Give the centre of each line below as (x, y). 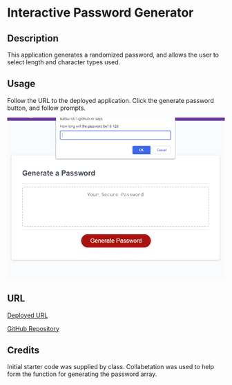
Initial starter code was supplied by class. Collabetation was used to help (111, 367)
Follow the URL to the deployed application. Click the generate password (110, 100)
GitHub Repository (33, 328)
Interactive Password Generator (100, 13)
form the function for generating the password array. (82, 374)
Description (33, 38)
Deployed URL (28, 315)
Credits (23, 350)
